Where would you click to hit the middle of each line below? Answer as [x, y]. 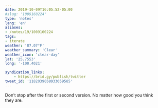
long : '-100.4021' [24, 63]
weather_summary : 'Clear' [31, 50]
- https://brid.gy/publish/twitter [50, 77]
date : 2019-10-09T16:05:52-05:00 [39, 9]
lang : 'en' [16, 23]
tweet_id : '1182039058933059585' [39, 81]
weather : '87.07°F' [25, 46]
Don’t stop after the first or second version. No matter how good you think [79, 95]
